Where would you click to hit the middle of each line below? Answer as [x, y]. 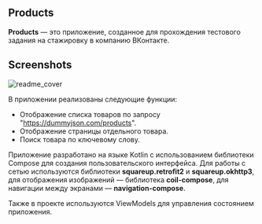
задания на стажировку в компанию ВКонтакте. [89, 40]
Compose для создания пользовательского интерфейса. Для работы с [127, 163]
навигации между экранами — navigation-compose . [97, 188]
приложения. [30, 211]
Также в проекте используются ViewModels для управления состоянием [131, 203]
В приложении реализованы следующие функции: [93, 99]
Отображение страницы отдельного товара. [94, 131]
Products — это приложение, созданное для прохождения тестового [125, 31]
